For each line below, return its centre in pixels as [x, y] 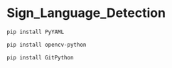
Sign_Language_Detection [86, 13]
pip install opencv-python [47, 45]
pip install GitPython [40, 57]
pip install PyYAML [36, 32]
